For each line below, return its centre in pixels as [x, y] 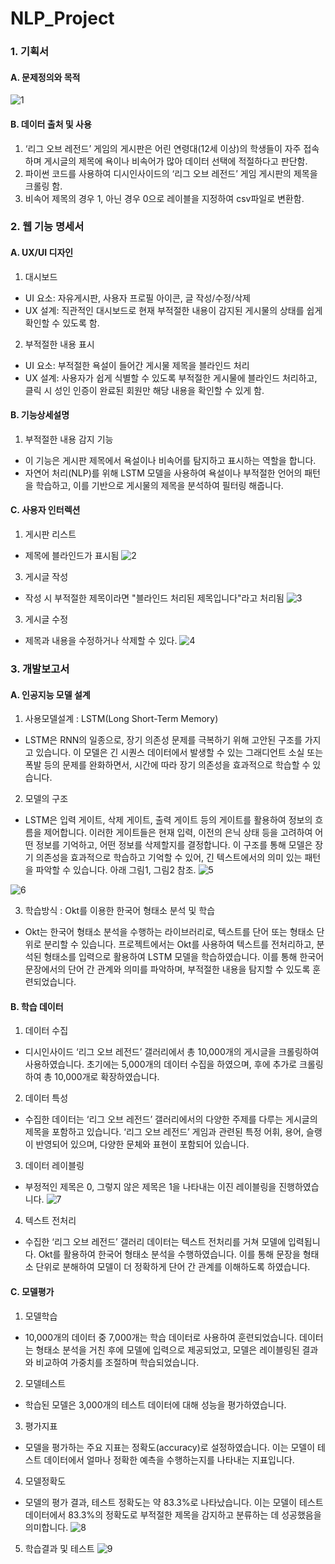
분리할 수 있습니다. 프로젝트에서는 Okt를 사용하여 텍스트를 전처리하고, [179, 944]
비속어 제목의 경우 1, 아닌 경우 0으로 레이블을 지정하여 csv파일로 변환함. [164, 198]
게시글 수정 [46, 619]
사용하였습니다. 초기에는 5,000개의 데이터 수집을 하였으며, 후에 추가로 [161, 1064]
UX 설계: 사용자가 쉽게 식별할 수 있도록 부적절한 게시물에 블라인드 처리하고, [171, 378]
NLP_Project [62, 18]
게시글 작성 [46, 577]
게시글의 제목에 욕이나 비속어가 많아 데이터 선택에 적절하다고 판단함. [175, 161]
